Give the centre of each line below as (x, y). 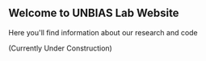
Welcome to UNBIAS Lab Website (94, 13)
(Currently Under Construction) (61, 48)
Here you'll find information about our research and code (103, 32)
